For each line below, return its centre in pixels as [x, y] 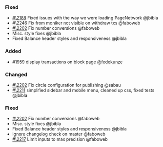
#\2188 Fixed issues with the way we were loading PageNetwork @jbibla [85, 18]
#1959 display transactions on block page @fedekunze [67, 62]
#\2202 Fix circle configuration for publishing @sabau [66, 85]
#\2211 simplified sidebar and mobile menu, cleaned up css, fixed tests [83, 90]
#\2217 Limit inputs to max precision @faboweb [60, 139]
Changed [16, 74]
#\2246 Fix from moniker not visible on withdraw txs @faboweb [76, 23]
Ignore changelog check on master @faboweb [59, 134]
